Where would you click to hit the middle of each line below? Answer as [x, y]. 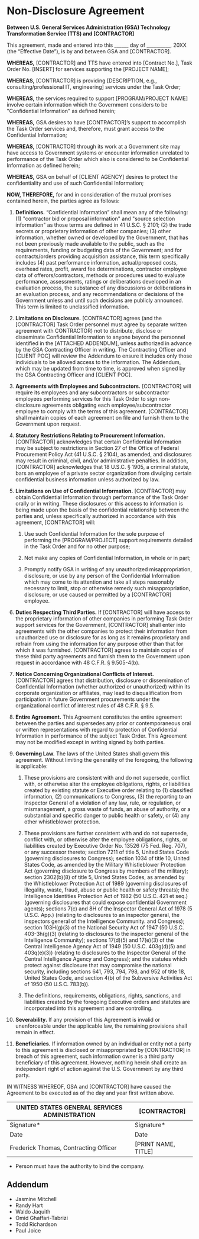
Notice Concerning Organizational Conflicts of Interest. [84, 674]
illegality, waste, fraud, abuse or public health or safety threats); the [107, 890]
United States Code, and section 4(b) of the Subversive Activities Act [108, 977]
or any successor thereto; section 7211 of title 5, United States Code [107, 852]
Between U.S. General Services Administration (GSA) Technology [89, 27]
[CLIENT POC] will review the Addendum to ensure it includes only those [104, 356]
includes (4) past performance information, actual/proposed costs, [96, 262]
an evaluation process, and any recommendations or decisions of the [99, 294]
